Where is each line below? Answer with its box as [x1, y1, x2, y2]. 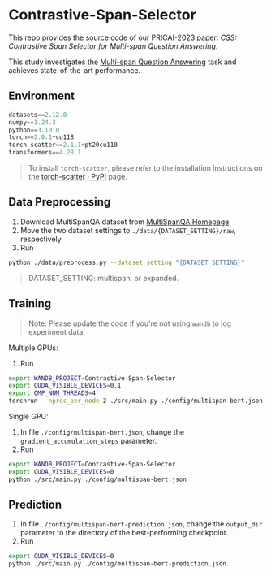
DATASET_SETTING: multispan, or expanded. [28, 273, 179, 283]
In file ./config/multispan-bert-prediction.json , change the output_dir [19, 519, 263, 529]
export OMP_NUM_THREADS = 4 [8, 389, 96, 397]
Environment [8, 89, 75, 103]
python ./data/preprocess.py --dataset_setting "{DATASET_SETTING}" [8, 258, 245, 266]
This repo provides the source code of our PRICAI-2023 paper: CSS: [8, 32, 238, 42]
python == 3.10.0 [8, 126, 60, 134]
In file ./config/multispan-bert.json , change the [19, 427, 185, 436]
